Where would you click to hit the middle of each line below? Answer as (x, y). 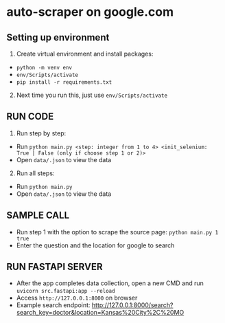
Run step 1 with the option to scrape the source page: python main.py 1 (117, 232)
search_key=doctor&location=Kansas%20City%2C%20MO (100, 313)
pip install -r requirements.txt (64, 82)
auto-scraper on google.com (90, 12)
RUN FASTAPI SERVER (55, 267)
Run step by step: (41, 133)
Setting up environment (58, 37)
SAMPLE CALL (38, 215)
